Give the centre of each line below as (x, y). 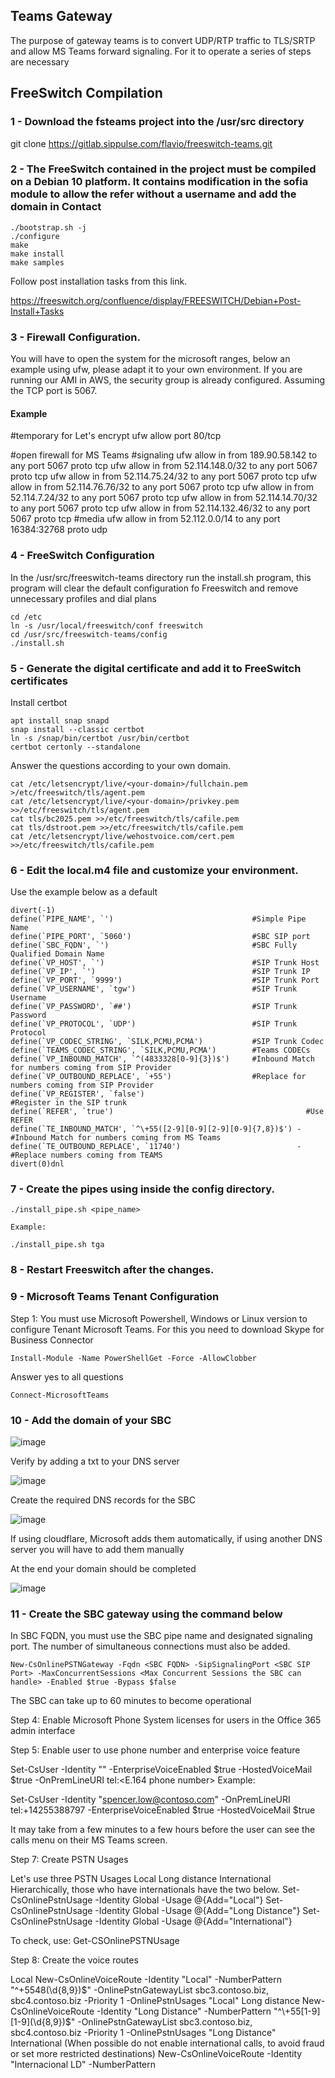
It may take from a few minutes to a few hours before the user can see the (163, 1830)
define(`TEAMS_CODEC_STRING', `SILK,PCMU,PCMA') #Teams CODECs (160, 1050)
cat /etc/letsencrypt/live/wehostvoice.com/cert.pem (122, 836)
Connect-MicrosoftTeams (60, 1395)
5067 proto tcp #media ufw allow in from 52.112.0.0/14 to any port (145, 519)
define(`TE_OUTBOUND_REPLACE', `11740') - (156, 1147)
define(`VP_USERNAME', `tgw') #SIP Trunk (154, 989)
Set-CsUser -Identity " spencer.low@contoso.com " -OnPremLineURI (150, 1800)
